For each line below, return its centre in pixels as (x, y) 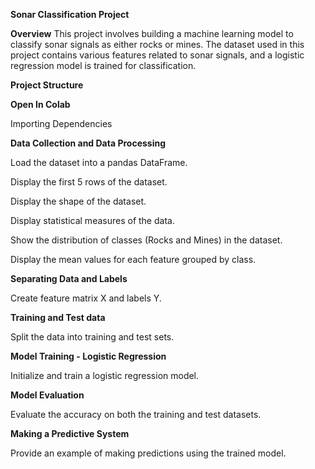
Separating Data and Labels (69, 278)
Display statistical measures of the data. (92, 220)
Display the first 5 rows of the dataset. (89, 182)
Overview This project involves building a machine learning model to (152, 33)
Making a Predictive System (70, 433)
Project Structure (47, 85)
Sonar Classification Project (70, 14)
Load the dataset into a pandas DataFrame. (99, 162)
